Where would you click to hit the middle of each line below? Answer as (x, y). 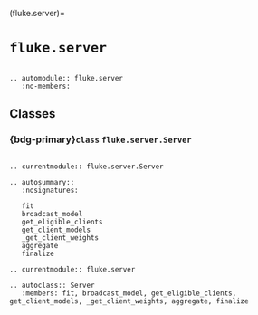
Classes (33, 114)
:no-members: (46, 86)
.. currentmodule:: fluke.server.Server (87, 167)
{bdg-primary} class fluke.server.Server (100, 139)
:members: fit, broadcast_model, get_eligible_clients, (129, 293)
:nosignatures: (50, 190)
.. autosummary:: (42, 182)
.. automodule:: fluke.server (67, 78)
